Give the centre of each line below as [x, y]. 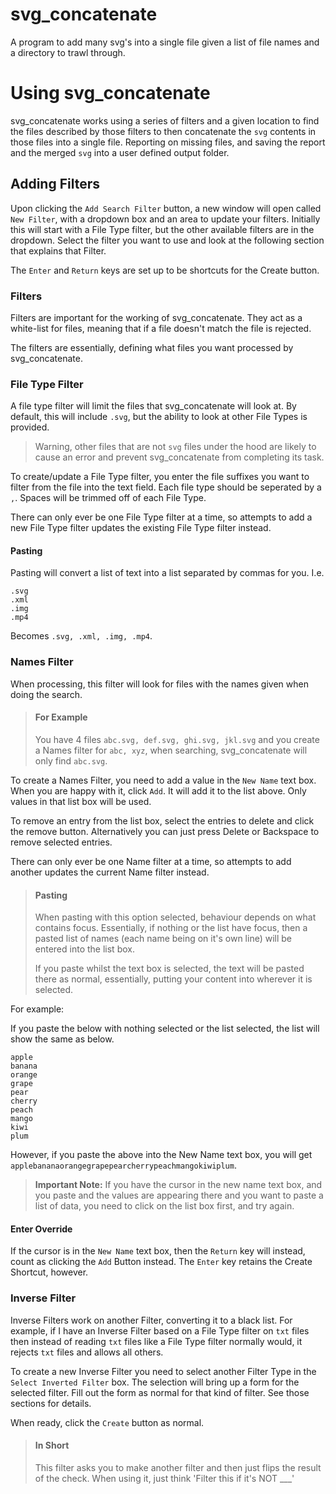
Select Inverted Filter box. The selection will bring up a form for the [155, 1382]
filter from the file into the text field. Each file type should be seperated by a [166, 487]
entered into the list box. [84, 949]
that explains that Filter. [58, 250]
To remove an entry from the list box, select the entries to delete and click [162, 820]
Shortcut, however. [49, 1272]
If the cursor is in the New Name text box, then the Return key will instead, [158, 1251]
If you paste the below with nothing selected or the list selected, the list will [165, 1029]
